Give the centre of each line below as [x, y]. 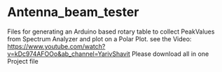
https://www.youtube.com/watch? [56, 46]
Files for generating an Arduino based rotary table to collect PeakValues [111, 31]
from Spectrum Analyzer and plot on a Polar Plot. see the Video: [99, 38]
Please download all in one [171, 54]
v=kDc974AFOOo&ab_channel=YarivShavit [69, 54]
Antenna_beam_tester [73, 12]
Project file [23, 61]
